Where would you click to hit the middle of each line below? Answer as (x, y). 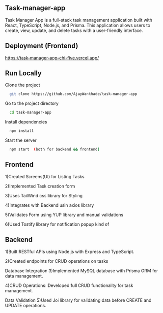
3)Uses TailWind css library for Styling (44, 195)
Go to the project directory (32, 103)
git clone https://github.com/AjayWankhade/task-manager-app (73, 94)
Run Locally (23, 73)
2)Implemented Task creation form (40, 186)
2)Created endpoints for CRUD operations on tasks (57, 261)
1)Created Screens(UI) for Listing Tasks (45, 176)
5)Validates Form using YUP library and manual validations (64, 215)
